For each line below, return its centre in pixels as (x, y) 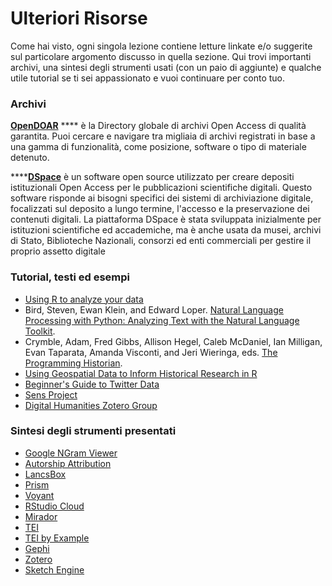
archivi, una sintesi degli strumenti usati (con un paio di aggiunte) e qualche (166, 67)
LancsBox (45, 474)
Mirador (41, 516)
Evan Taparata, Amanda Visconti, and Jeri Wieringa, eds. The (151, 352)
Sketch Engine (54, 569)
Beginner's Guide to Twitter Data (92, 384)
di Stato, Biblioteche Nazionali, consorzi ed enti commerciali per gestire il (161, 241)
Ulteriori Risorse (79, 18)
